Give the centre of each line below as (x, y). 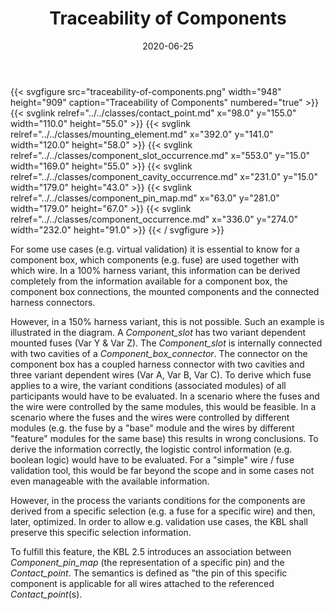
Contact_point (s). (46, 594)
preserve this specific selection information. (101, 532)
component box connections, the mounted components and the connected (165, 291)
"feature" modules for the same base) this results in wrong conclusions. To (164, 438)
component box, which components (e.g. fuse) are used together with (155, 259)
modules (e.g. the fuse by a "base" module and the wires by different (152, 428)
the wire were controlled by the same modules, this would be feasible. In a (163, 406)
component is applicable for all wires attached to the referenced (142, 583)
